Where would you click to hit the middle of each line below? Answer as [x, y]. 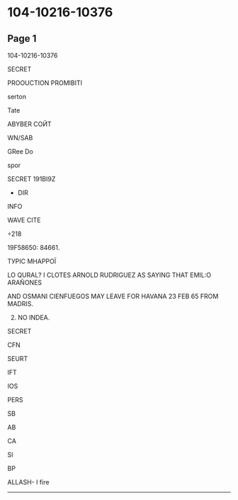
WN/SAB [20, 138]
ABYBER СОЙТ [29, 124]
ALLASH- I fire [28, 482]
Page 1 [22, 39]
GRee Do [21, 152]
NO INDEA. [34, 317]
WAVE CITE [24, 220]
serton [17, 97]
